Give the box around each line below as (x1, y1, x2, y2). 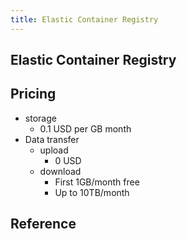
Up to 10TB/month (54, 186, 130, 198)
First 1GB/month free (54, 176, 140, 188)
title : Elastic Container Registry (10, 14, 159, 25)
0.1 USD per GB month (39, 122, 132, 135)
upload (39, 144, 69, 156)
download (39, 165, 82, 177)
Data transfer (24, 133, 80, 145)
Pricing (10, 86, 57, 103)
